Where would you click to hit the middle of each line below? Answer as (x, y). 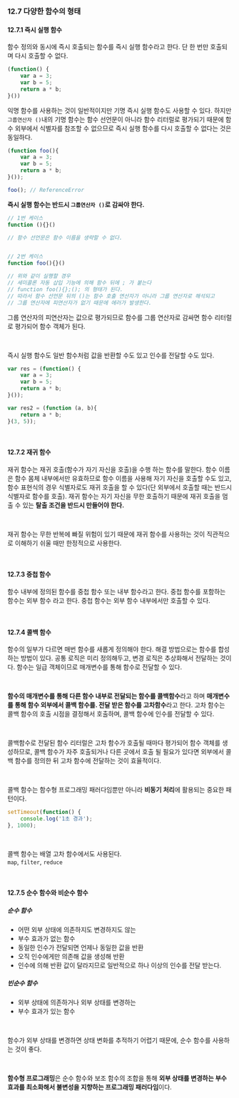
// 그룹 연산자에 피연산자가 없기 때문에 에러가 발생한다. (80, 303)
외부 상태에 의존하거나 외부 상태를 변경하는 (77, 1002)
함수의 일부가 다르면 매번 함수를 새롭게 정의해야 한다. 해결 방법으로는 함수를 (112, 649)
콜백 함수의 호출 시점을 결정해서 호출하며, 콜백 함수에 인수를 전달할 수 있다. (111, 714)
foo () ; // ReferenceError (46, 190)
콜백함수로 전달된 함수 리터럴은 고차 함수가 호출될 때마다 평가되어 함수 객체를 (114, 743)
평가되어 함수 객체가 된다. (50, 326)
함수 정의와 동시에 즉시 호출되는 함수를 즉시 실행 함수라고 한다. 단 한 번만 (108, 47)
